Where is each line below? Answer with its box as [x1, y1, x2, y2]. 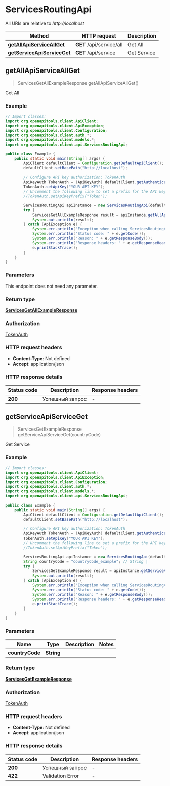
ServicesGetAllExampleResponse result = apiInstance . [32, 212, 148, 218]
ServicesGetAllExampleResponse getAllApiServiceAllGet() [17, 80, 139, 86]
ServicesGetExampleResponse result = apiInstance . [32, 568, 142, 574]
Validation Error [42, 772, 79, 779]
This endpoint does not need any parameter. [5, 283, 98, 289]
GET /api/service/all [75, 41, 123, 48]
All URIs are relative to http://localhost [5, 20, 84, 26]
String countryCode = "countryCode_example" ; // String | [23, 559, 148, 564]
